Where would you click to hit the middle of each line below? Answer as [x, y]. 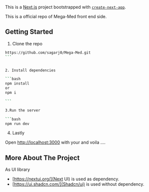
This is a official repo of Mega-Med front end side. [56, 16]
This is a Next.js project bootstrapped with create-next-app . [66, 7]
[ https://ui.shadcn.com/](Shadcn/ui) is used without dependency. [78, 184]
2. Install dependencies [30, 70]
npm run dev [17, 124]
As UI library [18, 170]
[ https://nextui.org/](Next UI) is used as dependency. [66, 179]
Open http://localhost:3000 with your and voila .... [55, 142]
